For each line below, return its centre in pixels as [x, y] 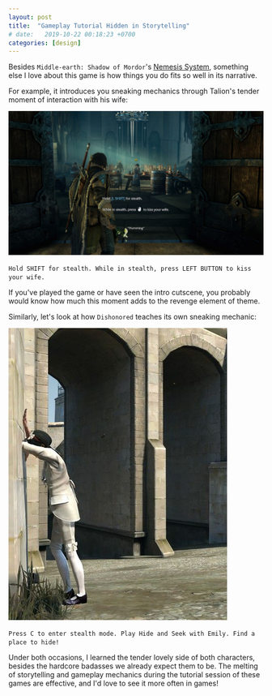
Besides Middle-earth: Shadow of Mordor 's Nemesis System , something [129, 67]
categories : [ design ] [45, 43]
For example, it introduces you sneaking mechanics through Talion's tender [134, 91]
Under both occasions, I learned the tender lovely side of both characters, [132, 657]
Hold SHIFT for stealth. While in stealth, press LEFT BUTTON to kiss [130, 269]
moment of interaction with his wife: [68, 100]
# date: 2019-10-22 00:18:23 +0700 [72, 34]
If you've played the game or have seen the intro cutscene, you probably [130, 292]
